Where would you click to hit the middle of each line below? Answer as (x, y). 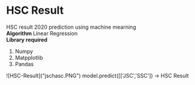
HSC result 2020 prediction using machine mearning (71, 27)
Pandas (24, 64)
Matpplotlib (29, 57)
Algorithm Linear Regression (42, 33)
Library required (27, 40)
